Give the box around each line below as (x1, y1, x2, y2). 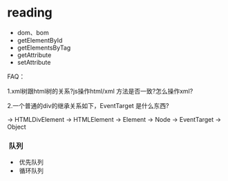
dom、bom (17, 28, 50, 36)
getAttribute (17, 50, 52, 59)
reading (7, 5, 53, 21)
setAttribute (17, 58, 51, 66)
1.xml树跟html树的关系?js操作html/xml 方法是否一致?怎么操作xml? (7, 87, 193, 95)
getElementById (17, 36, 63, 44)
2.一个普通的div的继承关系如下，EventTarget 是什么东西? (7, 101, 169, 109)
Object (7, 123, 26, 131)
